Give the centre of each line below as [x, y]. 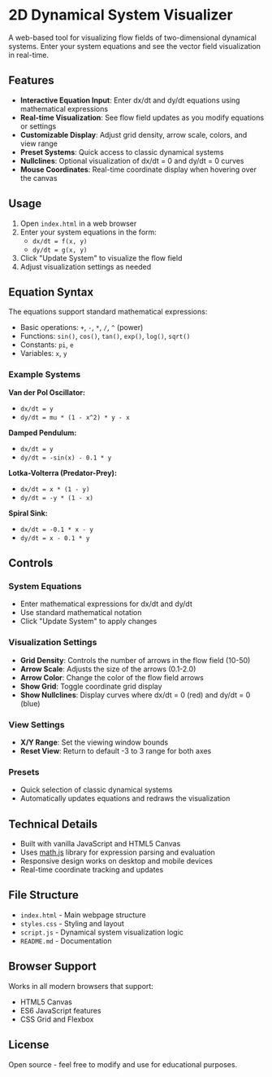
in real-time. [29, 55]
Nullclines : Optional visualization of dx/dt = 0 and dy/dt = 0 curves [132, 160]
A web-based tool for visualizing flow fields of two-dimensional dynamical [133, 37]
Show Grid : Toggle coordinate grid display [91, 686]
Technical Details [53, 824]
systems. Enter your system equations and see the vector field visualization [135, 46]
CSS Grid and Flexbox [57, 1019]
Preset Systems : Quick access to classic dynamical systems [122, 152]
